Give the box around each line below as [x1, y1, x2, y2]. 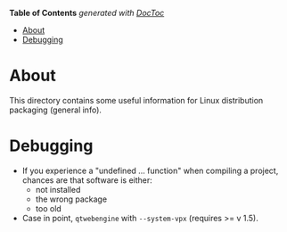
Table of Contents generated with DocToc [9, 8, 165, 18]
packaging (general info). [9, 104, 102, 115]
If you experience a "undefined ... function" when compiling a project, [21, 165, 279, 176]
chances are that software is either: [21, 174, 153, 186]
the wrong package [35, 194, 108, 204]
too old [35, 203, 62, 213]
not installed [35, 184, 81, 195]
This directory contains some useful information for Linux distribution [9, 95, 264, 105]
